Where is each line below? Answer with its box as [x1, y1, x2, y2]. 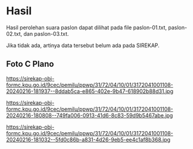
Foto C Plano [6, 59, 54, 69]
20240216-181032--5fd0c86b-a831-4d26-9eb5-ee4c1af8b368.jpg [6, 136, 171, 143]
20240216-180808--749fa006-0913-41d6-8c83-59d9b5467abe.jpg [6, 111, 173, 119]
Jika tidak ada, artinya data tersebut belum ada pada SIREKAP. [6, 42, 160, 49]
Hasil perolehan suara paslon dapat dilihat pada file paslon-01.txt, [6, 24, 167, 31]
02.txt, [6, 30, 23, 37]
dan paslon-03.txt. [23, 30, 69, 37]
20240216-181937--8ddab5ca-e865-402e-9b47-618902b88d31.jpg [6, 88, 174, 95]
